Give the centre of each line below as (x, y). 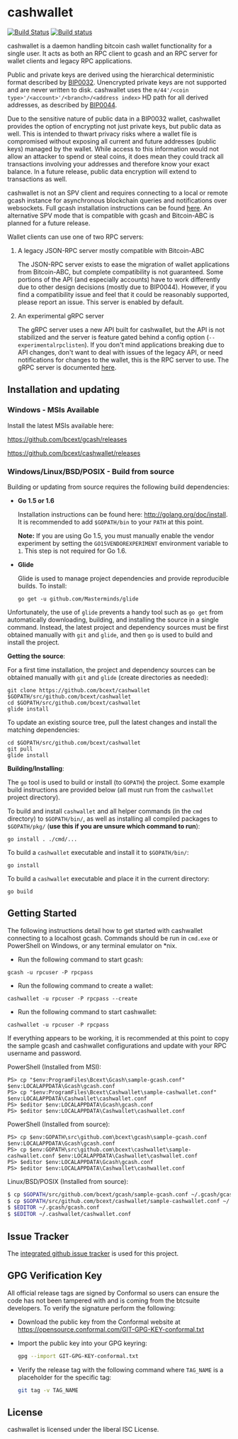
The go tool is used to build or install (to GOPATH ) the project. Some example (116, 782)
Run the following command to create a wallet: (85, 986)
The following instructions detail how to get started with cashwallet (105, 930)
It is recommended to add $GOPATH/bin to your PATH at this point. (110, 522)
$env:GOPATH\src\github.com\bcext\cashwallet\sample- (110, 1149)
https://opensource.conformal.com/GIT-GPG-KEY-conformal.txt (111, 1329)
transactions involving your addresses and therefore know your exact (109, 163)
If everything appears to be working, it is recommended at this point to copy (118, 1038)
